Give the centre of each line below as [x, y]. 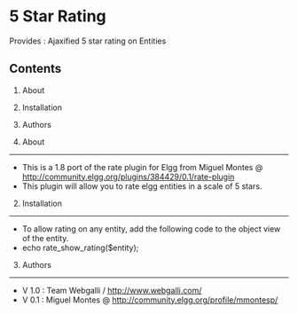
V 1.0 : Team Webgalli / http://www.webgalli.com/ [112, 290]
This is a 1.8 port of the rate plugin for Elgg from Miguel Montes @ [142, 167]
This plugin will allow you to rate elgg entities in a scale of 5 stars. [142, 186]
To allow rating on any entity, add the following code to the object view [151, 229]
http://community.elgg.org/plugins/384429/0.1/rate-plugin [128, 177]
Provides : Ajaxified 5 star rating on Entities [88, 41]
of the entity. [45, 238]
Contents [35, 69]
